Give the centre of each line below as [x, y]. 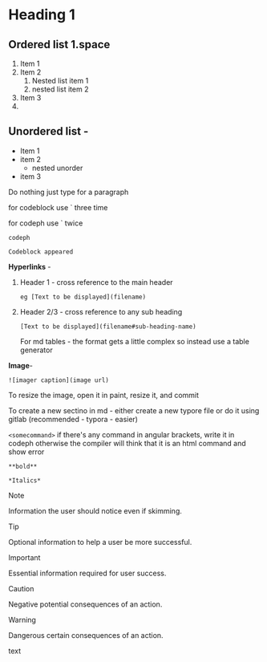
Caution [21, 588]
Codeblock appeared [41, 252]
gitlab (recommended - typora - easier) [73, 419]
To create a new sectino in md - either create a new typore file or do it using [134, 410]
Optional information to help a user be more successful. [100, 542]
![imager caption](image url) [59, 380]
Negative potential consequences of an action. [85, 604]
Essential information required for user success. [87, 573]
